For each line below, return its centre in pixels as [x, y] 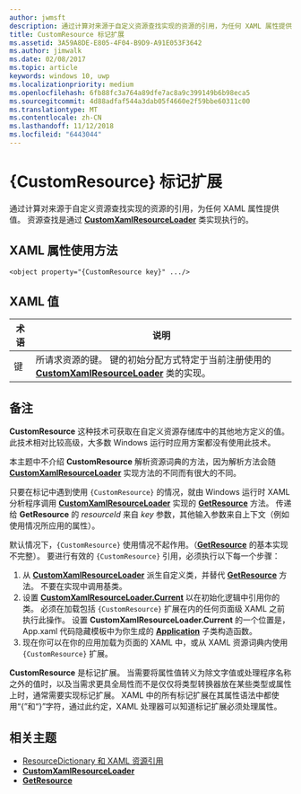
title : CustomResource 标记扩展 [67, 34]
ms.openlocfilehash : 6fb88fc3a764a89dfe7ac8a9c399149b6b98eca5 [130, 93]
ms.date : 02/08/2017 [48, 59]
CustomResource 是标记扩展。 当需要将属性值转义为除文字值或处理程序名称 [150, 673]
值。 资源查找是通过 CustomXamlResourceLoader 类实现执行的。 [131, 219]
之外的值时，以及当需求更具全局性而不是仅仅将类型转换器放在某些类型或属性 [150, 684]
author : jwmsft [38, 18]
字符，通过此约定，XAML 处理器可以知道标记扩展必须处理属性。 [163, 707]
